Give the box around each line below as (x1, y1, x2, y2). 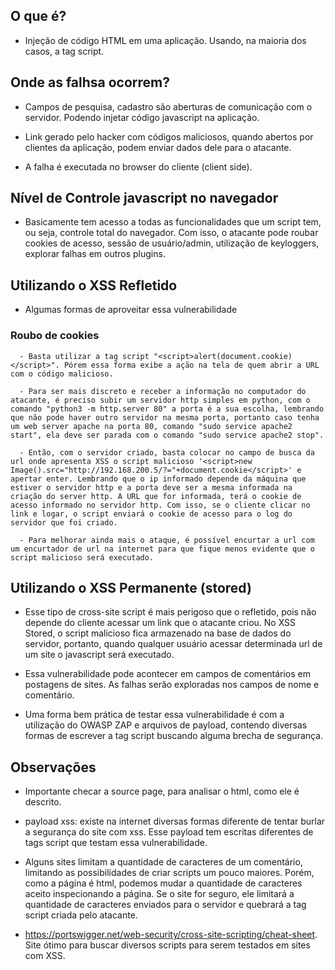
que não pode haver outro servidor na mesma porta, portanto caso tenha (10, 412, 320, 423)
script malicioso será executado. (10, 552, 155, 563)
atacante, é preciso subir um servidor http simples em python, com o (10, 395, 311, 405)
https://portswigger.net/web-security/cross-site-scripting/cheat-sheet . (24, 929, 318, 941)
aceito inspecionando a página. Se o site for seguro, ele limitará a (24, 888, 295, 900)
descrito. (24, 796, 62, 808)
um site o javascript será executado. (24, 649, 175, 661)
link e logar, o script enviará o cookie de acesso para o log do (10, 509, 293, 519)
